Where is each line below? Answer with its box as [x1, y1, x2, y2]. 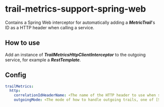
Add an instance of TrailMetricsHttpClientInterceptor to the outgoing [5, 52, 146, 57]
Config [5, 71, 26, 79]
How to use [5, 39, 40, 47]
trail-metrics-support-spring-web [5, 3, 146, 15]
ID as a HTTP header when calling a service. [5, 24, 94, 30]
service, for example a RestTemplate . [5, 57, 82, 63]
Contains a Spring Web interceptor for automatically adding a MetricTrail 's [5, 19, 155, 25]
